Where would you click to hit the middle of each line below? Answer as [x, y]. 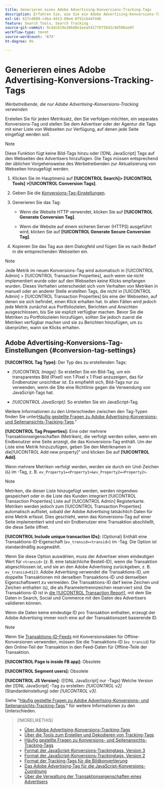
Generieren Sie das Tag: [36, 202]
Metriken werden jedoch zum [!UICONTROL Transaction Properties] [73, 506]
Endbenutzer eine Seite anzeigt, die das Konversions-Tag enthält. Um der [79, 441]
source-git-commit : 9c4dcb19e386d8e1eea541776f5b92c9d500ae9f [70, 28]
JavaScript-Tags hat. [33, 392]
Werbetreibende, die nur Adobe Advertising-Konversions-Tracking [72, 104]
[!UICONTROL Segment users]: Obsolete [47, 671]
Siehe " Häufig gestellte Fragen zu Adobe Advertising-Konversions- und [77, 700]
